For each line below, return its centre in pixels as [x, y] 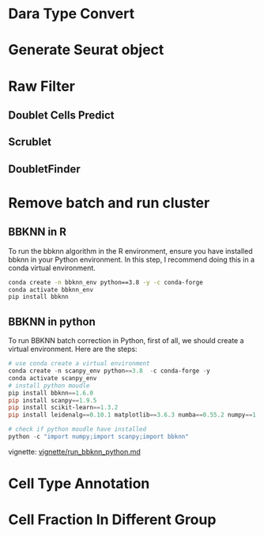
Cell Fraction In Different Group [112, 520]
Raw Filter [42, 86]
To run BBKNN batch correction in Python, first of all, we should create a [126, 341]
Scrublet [30, 142]
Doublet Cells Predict [61, 115]
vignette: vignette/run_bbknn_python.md [74, 451]
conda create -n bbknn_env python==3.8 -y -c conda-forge [106, 282]
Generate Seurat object [86, 50]
